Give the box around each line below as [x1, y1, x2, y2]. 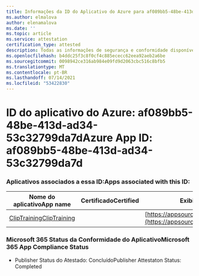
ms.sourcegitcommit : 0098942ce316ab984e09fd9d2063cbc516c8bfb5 [6, 58, 166, 64]
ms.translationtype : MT [6, 64, 65, 70]
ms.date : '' [6, 25, 36, 31]
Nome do [28, 193, 56, 201]
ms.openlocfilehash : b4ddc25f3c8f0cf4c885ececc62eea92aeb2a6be [6, 53, 166, 59]
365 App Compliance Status [6, 243, 89, 251]
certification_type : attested [6, 42, 81, 48]
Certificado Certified [81, 196, 139, 205]
